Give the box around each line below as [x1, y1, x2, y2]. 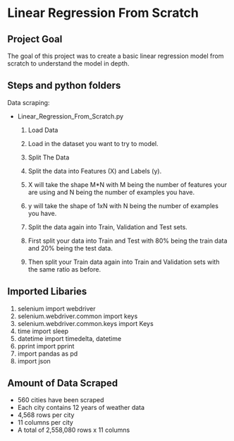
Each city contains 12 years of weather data [17, 404, 145, 412]
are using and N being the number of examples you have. [27, 188, 195, 196]
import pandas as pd [17, 349, 78, 358]
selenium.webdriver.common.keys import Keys [17, 319, 154, 327]
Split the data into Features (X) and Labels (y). [27, 167, 162, 175]
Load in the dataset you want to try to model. [27, 139, 159, 147]
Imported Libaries [7, 286, 87, 298]
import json [17, 356, 51, 365]
